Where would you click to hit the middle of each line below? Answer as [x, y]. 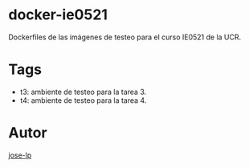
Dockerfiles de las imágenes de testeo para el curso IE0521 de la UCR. [125, 37]
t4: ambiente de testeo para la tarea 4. [83, 100]
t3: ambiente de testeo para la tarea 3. [83, 92]
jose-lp [20, 155]
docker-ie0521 [58, 15]
